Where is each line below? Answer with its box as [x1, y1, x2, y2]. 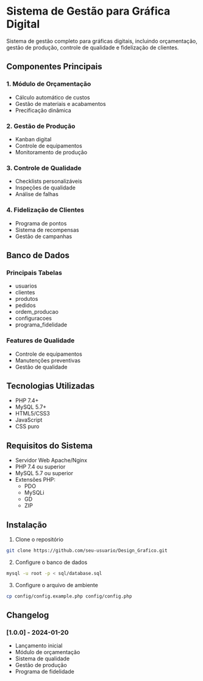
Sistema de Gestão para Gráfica [6, 4, 171, 18]
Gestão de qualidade [15, 363, 68, 370]
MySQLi [24, 489, 45, 496]
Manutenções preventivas [15, 356, 81, 364]
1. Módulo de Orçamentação [6, 80, 91, 88]
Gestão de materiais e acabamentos [15, 100, 106, 107]
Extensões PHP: [15, 476, 56, 484]
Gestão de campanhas [15, 233, 72, 240]
